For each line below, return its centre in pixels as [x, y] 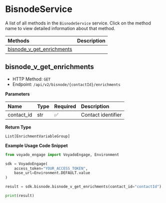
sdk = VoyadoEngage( [27, 163]
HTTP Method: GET [31, 79]
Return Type [18, 127]
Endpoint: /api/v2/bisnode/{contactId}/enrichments [66, 84]
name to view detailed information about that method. [60, 28]
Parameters [17, 94]
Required [65, 106]
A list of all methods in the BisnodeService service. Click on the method [78, 23]
